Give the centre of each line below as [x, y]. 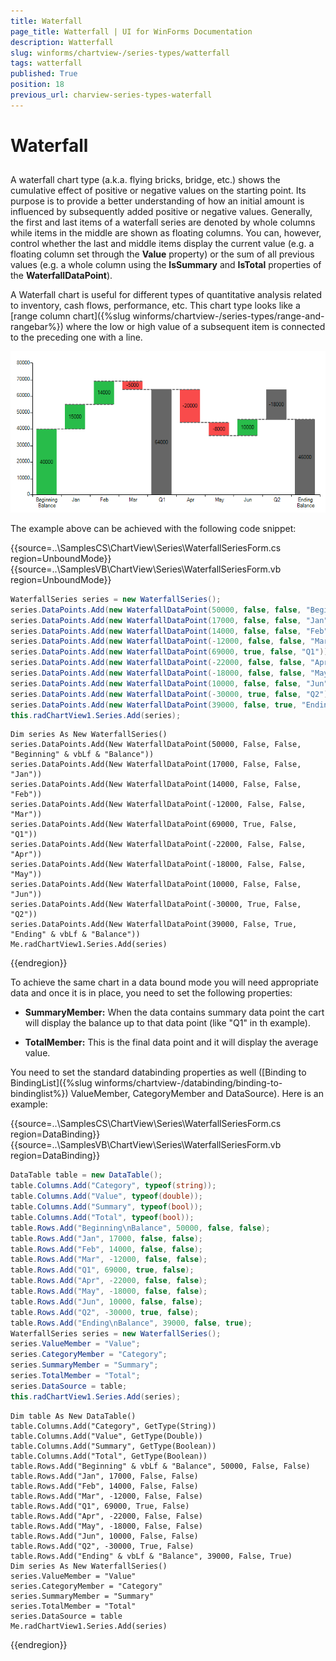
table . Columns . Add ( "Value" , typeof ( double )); [106, 1196]
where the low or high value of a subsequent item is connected [195, 327]
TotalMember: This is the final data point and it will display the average [171, 1042]
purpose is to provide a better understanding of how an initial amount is [157, 201]
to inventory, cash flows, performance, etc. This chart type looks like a [155, 306]
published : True [44, 74]
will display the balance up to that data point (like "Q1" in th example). [167, 1023]
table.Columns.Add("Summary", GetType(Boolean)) [113, 1446]
